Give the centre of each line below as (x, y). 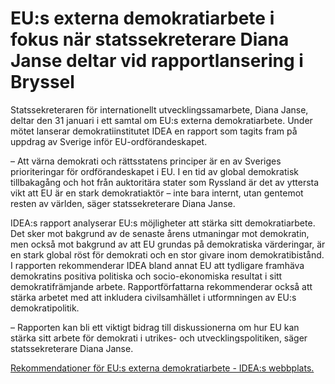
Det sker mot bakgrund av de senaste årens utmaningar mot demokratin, (160, 233)
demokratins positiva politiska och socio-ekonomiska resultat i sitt (146, 276)
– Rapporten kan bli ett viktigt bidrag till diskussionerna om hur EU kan (155, 327)
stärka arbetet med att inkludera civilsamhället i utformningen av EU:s (153, 297)
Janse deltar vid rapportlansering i (157, 61)
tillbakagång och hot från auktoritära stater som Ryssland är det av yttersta (165, 182)
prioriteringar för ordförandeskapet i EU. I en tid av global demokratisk (154, 171)
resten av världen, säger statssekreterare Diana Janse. (123, 203)
